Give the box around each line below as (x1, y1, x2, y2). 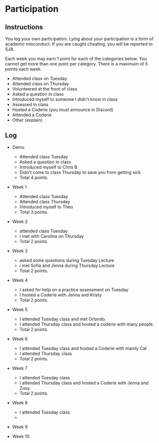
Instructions (5, 23, 43, 31)
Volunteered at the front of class (12, 86, 77, 91)
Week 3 (12, 248, 28, 254)
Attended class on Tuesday (12, 76, 68, 81)
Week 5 (12, 307, 28, 312)
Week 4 (12, 277, 28, 283)
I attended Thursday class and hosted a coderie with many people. (19, 321, 154, 327)
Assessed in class (12, 102, 49, 107)
